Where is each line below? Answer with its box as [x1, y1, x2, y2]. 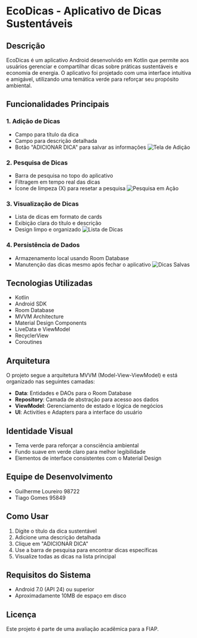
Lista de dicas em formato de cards [14, 213, 103, 221]
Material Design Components [14, 319, 87, 326]
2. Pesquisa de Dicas [6, 158, 68, 167]
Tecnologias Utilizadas [6, 278, 93, 288]
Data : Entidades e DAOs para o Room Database [14, 390, 132, 397]
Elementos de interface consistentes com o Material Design [14, 454, 162, 462]
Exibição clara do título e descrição [14, 219, 101, 227]
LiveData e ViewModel [14, 326, 70, 333]
